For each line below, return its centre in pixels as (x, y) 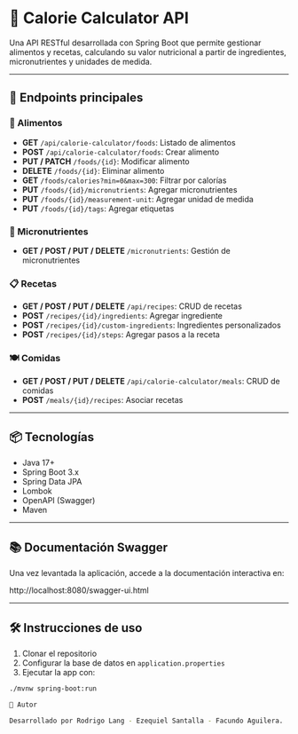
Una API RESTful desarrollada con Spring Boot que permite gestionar (135, 43)
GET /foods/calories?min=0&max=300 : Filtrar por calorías (124, 180)
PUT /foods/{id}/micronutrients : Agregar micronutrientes (129, 189)
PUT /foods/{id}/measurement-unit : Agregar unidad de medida (138, 199)
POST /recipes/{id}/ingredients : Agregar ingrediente (122, 316)
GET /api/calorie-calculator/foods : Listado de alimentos (129, 142)
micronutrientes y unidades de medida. (81, 61)
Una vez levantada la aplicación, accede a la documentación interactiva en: (147, 573)
